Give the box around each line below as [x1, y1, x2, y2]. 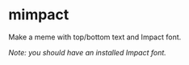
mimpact [8, 6, 69, 24]
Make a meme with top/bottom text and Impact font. [8, 32, 182, 42]
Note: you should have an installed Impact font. [8, 47, 167, 57]
